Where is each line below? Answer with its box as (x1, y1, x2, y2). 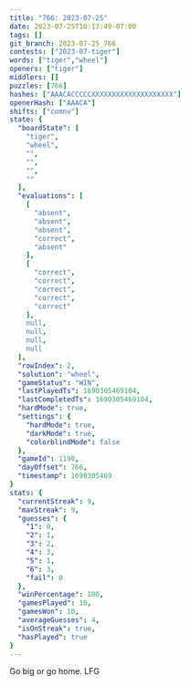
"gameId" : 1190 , (17, 454, 79, 463)
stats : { (9, 488, 43, 497)
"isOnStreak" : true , (17, 624, 96, 633)
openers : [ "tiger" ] (9, 65, 84, 74)
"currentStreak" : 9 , (17, 496, 96, 506)
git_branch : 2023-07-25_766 (9, 38, 117, 48)
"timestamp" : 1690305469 (17, 472, 112, 481)
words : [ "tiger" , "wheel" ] (9, 56, 108, 65)
